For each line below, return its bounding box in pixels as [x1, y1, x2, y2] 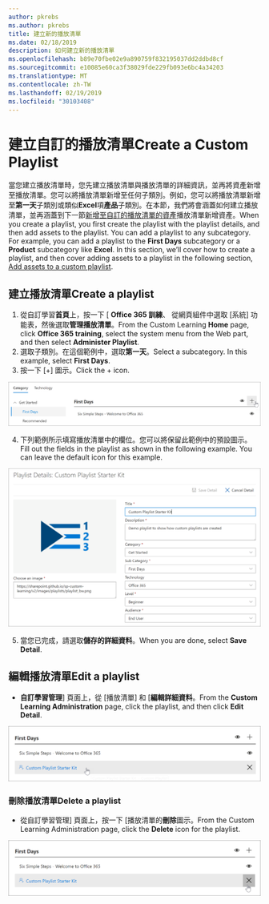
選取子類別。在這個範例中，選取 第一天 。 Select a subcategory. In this [19, 347, 247, 356]
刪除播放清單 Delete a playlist [8, 795, 122, 806]
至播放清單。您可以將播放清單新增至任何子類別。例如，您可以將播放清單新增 [8, 191, 261, 200]
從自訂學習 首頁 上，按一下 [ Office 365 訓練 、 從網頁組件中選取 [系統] [19, 310, 250, 319]
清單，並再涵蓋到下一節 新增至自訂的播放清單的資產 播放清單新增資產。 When [8, 211, 259, 220]
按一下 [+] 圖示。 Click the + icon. [19, 365, 130, 376]
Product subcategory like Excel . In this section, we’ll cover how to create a [8, 245, 255, 255]
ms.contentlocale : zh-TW [8, 80, 91, 88]
